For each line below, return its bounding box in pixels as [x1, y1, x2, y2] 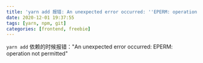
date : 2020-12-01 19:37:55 [6, 15, 75, 21]
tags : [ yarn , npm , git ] [6, 20, 67, 26]
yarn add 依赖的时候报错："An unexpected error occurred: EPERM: [6, 43, 173, 50]
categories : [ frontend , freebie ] [6, 25, 91, 32]
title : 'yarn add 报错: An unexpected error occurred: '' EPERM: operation [6, 8, 198, 15]
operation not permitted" [6, 50, 68, 58]
